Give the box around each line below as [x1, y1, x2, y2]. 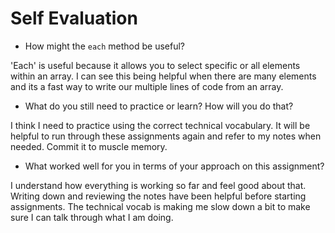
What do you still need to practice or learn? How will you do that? [24, 100, 294, 112]
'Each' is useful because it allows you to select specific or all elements [10, 59, 301, 71]
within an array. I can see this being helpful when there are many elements [10, 70, 317, 82]
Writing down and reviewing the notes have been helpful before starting [10, 190, 307, 202]
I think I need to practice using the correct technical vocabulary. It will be [10, 119, 311, 131]
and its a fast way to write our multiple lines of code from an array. [10, 80, 284, 92]
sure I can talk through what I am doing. [10, 211, 174, 223]
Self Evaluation [10, 7, 138, 30]
